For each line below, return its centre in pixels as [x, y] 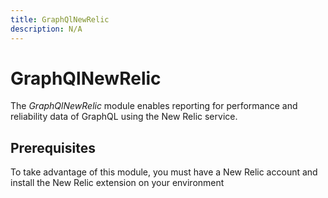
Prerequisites [53, 147]
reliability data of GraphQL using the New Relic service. [124, 117]
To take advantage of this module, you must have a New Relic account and [164, 172]
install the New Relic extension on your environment [117, 183]
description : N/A [46, 29]
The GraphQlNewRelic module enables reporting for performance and [154, 106]
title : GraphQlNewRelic [60, 19]
